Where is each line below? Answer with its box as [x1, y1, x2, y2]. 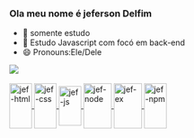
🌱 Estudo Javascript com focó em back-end [22, 37, 186, 48]
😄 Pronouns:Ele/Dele [22, 47, 102, 58]
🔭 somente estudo [22, 28, 91, 39]
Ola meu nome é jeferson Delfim [9, 7, 153, 20]
